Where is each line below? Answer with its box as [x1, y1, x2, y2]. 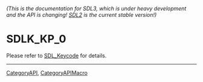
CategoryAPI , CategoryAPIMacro [6, 69, 88, 76]
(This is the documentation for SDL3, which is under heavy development [6, 5, 187, 12]
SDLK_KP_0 [6, 32, 66, 45]
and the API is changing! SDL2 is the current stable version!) [6, 11, 157, 18]
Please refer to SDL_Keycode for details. [6, 51, 107, 59]
